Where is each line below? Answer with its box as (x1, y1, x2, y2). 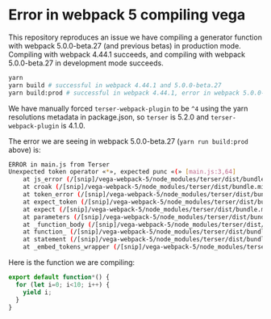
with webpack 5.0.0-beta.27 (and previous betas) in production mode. (8, 40, 242, 50)
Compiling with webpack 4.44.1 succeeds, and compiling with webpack (8, 49, 246, 59)
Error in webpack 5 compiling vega (8, 6, 246, 24)
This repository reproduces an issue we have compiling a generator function (8, 32, 262, 42)
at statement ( (23, 236, 74, 244)
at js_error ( (23, 175, 70, 183)
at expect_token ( (23, 198, 85, 206)
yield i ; (23, 288, 52, 296)
